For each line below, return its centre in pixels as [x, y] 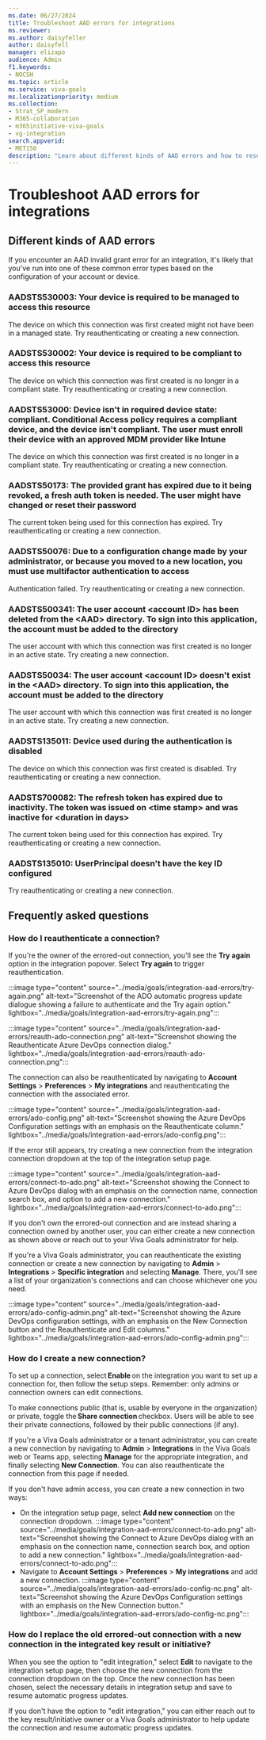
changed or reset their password [72, 506]
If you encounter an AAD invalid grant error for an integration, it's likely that [131, 260]
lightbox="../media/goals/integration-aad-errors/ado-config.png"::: [117, 1134]
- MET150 [23, 148]
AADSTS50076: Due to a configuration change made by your [128, 552]
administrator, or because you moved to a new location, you [125, 561]
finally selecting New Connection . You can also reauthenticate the [116, 1465]
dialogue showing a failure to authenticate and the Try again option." [120, 1004]
